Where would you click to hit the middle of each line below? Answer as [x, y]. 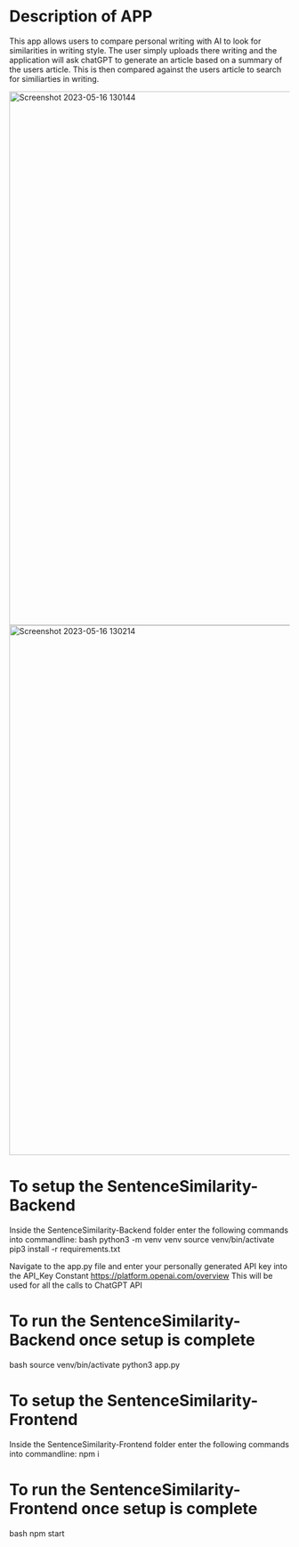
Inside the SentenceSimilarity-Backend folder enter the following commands [149, 1230]
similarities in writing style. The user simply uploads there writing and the [143, 50]
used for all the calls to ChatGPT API [76, 1285]
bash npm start [37, 1533]
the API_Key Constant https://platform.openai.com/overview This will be [141, 1275]
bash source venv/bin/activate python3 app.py [95, 1364]
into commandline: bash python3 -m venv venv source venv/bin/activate [142, 1239]
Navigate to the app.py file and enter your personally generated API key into [148, 1266]
